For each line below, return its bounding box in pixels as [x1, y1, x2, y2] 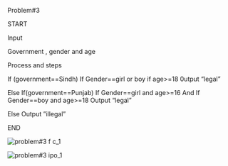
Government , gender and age [7, 48, 96, 55]
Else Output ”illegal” [7, 110, 66, 118]
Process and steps [7, 61, 62, 70]
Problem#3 [7, 6, 41, 14]
